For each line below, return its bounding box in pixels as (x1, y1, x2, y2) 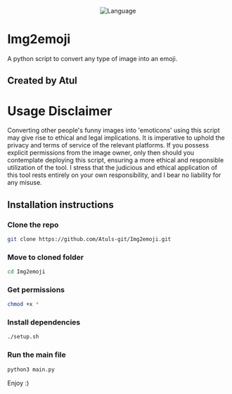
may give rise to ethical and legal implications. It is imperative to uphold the (7, 133, 225, 142)
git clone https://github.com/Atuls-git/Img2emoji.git (7, 235, 172, 242)
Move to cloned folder (7, 252, 84, 262)
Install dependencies (7, 317, 81, 327)
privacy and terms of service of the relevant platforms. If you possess (7, 141, 210, 150)
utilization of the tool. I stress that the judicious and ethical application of (7, 164, 218, 172)
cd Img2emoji (7, 268, 46, 275)
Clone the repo (7, 220, 59, 230)
